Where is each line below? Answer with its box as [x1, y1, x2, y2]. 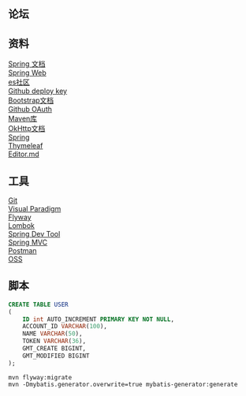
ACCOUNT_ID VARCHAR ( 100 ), [22, 323, 108, 331]
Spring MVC [8, 237, 48, 247]
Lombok [8, 221, 35, 230]
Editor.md [8, 149, 39, 159]
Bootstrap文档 [8, 95, 54, 105]
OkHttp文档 [8, 124, 46, 133]
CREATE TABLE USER [8, 301, 69, 308]
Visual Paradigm [8, 204, 61, 214]
